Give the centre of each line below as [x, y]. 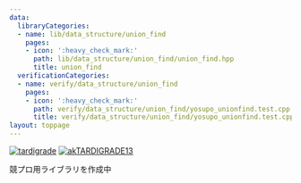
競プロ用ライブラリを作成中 [60, 169]
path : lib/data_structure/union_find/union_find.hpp [133, 59]
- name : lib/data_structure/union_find [92, 34]
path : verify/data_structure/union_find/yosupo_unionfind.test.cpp [162, 109]
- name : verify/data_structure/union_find [98, 84]
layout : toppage [39, 126]
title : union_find [67, 68]
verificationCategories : [64, 76]
